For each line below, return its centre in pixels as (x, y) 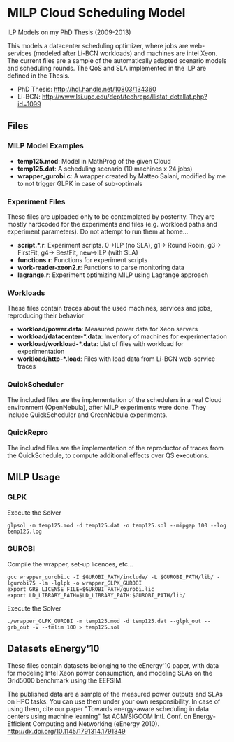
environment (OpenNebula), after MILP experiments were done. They (107, 407)
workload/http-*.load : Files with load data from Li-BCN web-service (116, 359)
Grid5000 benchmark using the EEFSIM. (65, 680)
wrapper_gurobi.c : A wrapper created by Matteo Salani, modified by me (121, 176)
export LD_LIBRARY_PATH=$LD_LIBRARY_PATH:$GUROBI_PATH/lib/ (97, 595)
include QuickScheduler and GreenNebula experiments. (87, 415)
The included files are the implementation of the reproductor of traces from (116, 448)
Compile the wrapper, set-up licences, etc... (71, 564)
